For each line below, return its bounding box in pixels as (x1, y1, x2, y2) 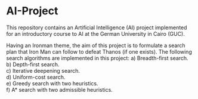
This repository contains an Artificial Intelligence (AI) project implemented (6, 24, 187, 31)
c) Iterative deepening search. (6, 67, 81, 74)
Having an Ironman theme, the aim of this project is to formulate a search (6, 42, 186, 49)
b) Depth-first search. (6, 61, 60, 68)
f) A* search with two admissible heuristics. (6, 86, 113, 93)
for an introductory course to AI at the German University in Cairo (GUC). (6, 30, 185, 37)
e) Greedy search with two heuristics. (6, 79, 98, 87)
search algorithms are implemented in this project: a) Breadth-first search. (6, 54, 189, 61)
